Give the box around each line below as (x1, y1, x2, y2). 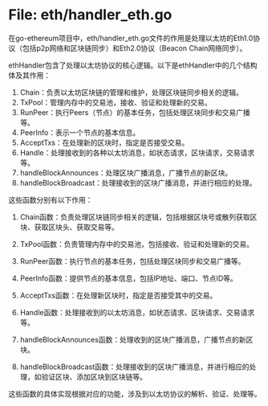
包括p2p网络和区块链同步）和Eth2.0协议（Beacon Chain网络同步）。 (22, 43, 247, 53)
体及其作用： (8, 70, 51, 80)
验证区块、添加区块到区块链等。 (41, 371, 147, 381)
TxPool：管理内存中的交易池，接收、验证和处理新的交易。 (19, 97, 212, 107)
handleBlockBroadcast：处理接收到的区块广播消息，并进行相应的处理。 (19, 178, 257, 187)
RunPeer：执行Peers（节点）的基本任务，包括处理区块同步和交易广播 (19, 107, 250, 117)
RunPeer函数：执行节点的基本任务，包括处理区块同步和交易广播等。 (19, 256, 246, 266)
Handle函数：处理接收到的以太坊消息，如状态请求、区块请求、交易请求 (19, 307, 255, 317)
